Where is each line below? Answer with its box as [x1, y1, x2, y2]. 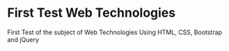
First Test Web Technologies [7, 5, 176, 21]
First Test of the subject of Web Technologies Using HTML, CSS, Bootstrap [7, 28, 223, 36]
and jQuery [7, 35, 40, 43]
